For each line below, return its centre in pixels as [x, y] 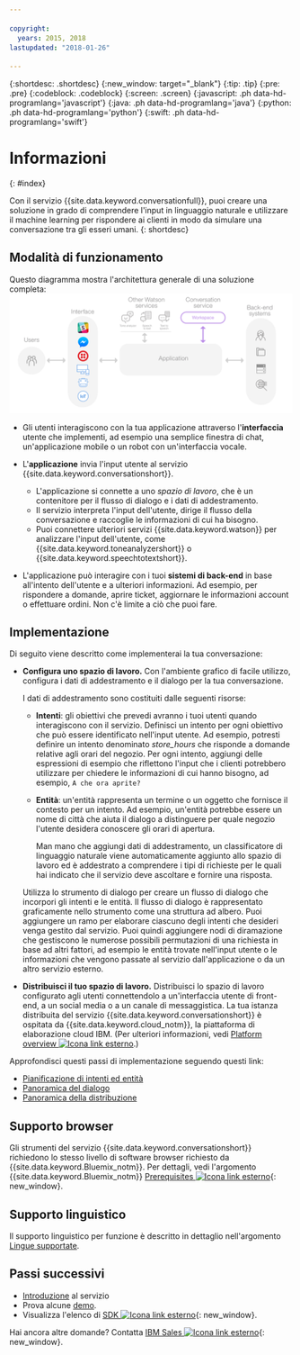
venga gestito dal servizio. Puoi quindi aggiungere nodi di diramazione [152, 931]
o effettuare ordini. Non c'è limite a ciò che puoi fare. [119, 604]
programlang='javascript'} [57, 103]
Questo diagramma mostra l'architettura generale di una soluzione [132, 279]
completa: [28, 289]
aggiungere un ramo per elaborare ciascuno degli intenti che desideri [150, 921]
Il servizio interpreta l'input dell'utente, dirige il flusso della [144, 510]
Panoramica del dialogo [66, 1089]
